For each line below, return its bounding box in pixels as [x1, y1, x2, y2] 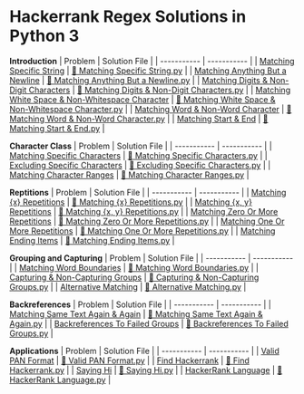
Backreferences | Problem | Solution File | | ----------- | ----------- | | [9, 299, 272, 310]
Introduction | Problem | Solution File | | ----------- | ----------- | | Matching [9, 55, 295, 66]
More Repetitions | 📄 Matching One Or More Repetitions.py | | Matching [9, 225, 276, 236]
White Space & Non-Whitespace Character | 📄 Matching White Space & [9, 93, 276, 105]
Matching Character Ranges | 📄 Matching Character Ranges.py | [9, 169, 250, 180]
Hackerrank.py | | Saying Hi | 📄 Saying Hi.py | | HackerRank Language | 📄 [9, 364, 283, 375]
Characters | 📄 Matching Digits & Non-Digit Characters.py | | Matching [28, 84, 291, 95]
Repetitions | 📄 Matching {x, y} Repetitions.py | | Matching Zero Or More [9, 206, 279, 216]
